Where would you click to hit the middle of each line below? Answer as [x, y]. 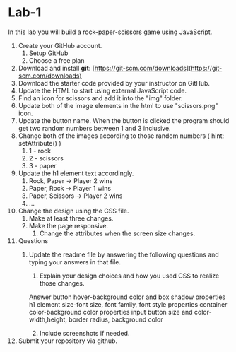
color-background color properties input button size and [111, 312]
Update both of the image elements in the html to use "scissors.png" [118, 105]
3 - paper [43, 165]
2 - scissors [46, 158]
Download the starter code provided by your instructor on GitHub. [114, 83]
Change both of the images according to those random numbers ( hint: [121, 136]
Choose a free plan [57, 60]
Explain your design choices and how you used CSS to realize [129, 276]
